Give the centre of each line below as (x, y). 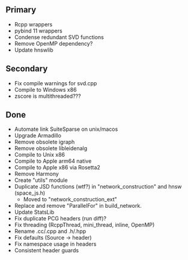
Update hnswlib (34, 50)
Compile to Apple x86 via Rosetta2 (57, 168)
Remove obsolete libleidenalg (51, 148)
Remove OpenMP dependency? (53, 43)
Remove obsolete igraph (44, 142)
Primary (21, 10)
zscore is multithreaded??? (48, 96)
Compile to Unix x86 (40, 155)
